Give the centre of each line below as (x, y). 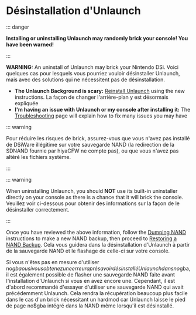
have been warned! (30, 44)
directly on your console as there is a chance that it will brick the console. (95, 197)
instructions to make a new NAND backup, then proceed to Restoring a (92, 238)
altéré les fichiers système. (39, 157)
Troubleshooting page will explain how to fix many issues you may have (101, 116)
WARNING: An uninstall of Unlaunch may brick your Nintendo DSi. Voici (92, 67)
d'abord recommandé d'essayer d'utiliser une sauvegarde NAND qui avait (95, 287)
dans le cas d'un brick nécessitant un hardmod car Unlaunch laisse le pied (96, 299)
